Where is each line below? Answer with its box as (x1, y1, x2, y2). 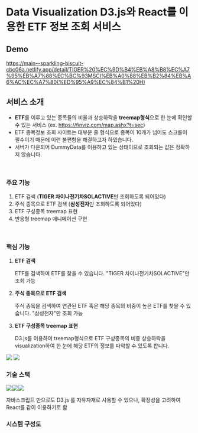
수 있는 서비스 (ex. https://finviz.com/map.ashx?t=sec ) (14, 121, 145, 128)
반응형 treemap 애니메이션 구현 (14, 215, 87, 222)
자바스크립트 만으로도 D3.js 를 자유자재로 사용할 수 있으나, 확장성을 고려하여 (6, 396, 181, 403)
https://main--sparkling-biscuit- (6, 60, 84, 67)
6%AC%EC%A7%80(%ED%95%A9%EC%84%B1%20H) (6, 79, 146, 86)
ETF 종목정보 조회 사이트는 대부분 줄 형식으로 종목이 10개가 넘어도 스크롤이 (14, 128, 187, 136)
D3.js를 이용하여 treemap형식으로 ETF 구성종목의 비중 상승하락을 (14, 335, 166, 342)
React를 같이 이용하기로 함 (6, 403, 68, 411)
